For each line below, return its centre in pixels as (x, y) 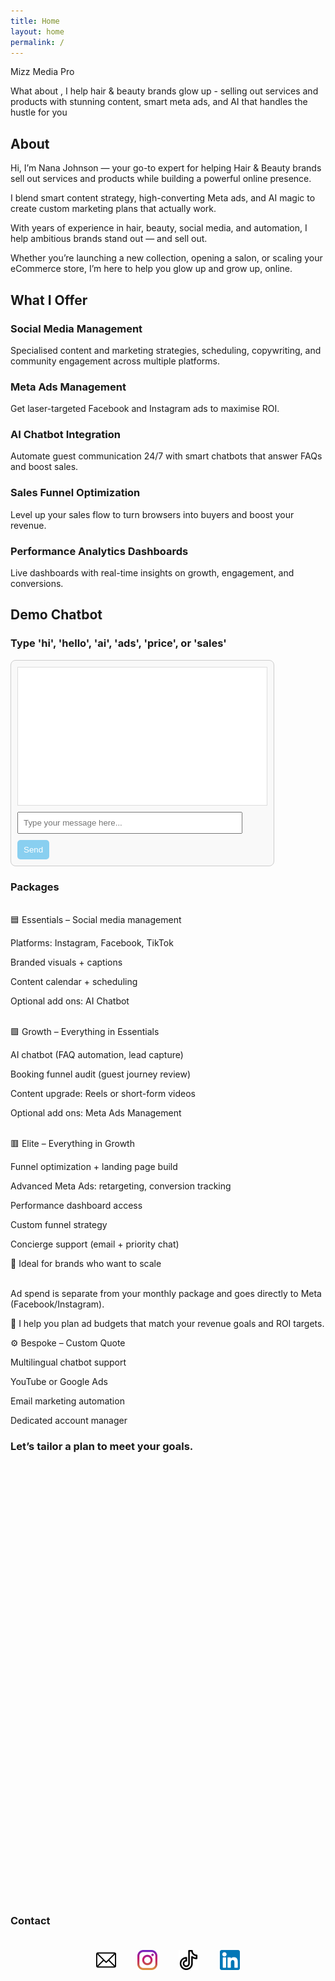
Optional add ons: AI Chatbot (70, 1001)
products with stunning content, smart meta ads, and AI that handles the (159, 102)
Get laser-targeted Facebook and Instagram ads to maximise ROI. (145, 409)
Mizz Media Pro (42, 72)
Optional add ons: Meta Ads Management (96, 1113)
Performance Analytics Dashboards (99, 551)
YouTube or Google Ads (59, 1382)
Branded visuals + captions (66, 962)
